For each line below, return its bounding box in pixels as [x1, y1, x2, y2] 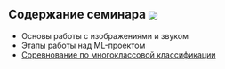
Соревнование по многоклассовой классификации [20, 49, 216, 60]
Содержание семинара [8, 7, 146, 22]
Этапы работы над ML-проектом [20, 40, 146, 50]
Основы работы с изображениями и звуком [20, 30, 189, 41]
